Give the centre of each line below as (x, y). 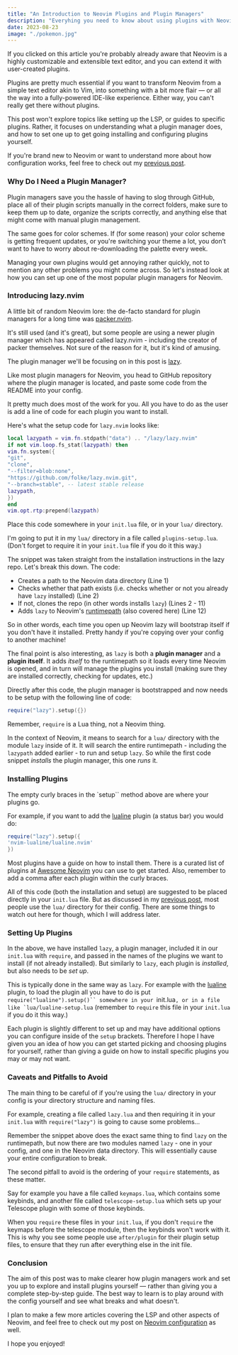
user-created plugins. (39, 69)
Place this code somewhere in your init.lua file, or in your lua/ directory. (115, 524)
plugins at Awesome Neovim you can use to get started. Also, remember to (117, 871)
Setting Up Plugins (40, 933)
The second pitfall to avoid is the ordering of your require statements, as (113, 1172)
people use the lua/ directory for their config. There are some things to (111, 907)
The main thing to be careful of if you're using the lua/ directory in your (112, 1093)
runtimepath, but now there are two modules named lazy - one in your (110, 1143)
